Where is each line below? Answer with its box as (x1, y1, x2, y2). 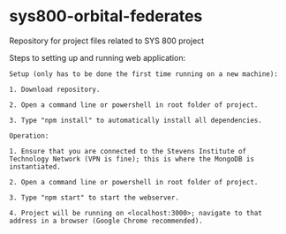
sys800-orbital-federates (9, 6, 203, 26)
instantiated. (9, 162, 62, 171)
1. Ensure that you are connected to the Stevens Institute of (9, 147, 247, 155)
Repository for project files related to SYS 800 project (9, 35, 205, 46)
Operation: (9, 131, 49, 140)
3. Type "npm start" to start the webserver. (9, 192, 179, 202)
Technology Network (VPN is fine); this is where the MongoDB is (9, 155, 254, 163)
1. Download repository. (9, 85, 101, 94)
